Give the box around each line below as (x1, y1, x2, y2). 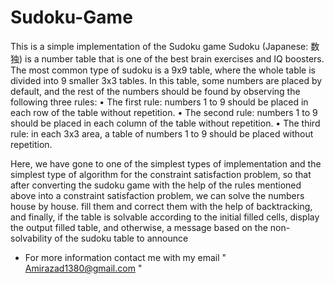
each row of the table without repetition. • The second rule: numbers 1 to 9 (10, 106, 318, 118)
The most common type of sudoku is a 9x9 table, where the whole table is (10, 64, 316, 76)
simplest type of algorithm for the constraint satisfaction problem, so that (10, 168, 312, 180)
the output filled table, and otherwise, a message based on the (10, 221, 268, 233)
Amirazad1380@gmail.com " (24, 262, 143, 274)
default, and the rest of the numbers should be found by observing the (10, 85, 301, 97)
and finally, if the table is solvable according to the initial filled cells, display (10, 211, 320, 223)
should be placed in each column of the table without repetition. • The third (10, 117, 321, 129)
